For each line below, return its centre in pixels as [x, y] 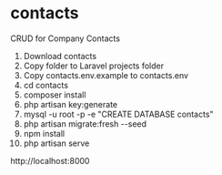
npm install [44, 133]
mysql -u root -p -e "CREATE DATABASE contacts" [118, 114]
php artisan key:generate [71, 104]
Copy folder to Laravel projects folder [94, 66]
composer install [55, 95]
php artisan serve [56, 143]
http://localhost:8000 [50, 160]
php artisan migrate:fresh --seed [85, 124]
